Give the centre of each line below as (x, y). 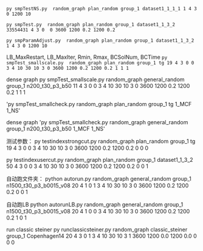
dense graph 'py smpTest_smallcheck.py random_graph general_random (97, 122)
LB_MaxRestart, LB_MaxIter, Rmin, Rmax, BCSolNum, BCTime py (87, 57)
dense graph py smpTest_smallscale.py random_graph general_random (95, 79)
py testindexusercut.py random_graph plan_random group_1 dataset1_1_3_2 (100, 160)
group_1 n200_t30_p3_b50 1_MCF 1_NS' (56, 129)
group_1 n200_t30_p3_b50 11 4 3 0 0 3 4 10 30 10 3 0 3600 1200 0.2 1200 (98, 86)
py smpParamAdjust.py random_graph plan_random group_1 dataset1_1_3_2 (100, 41)
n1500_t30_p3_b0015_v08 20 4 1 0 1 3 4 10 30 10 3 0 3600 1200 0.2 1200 (98, 186)
